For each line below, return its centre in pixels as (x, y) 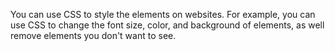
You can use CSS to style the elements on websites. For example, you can (163, 14)
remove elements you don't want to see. (93, 35)
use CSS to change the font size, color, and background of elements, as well (167, 25)
